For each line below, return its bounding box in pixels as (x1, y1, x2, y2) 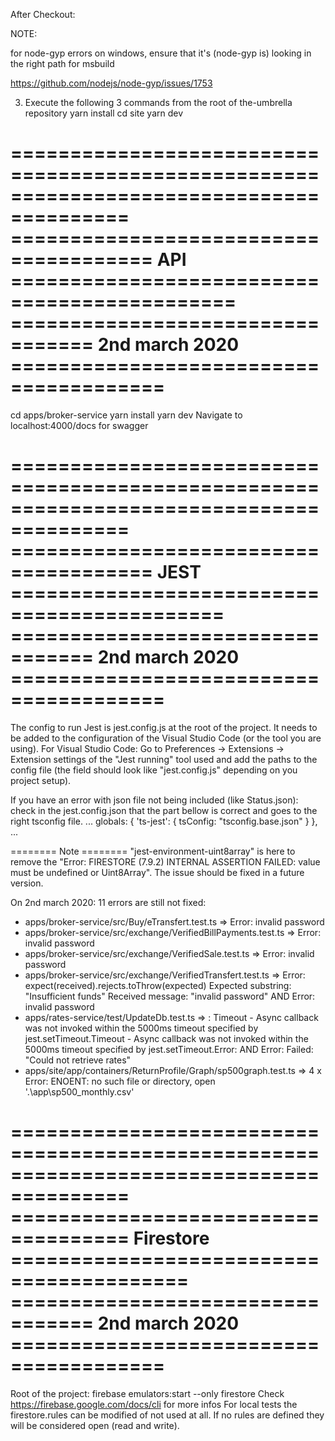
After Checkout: (10, 9, 76, 20)
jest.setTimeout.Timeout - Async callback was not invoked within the (24, 1032, 309, 1044)
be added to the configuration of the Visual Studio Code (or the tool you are (10, 732, 322, 744)
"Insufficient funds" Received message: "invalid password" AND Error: (24, 990, 316, 1002)
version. (10, 877, 44, 889)
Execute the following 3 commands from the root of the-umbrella (24, 97, 293, 108)
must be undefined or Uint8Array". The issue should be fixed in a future (10, 866, 305, 878)
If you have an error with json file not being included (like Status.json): (10, 794, 299, 806)
